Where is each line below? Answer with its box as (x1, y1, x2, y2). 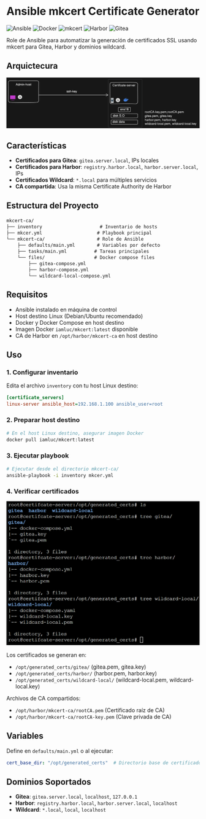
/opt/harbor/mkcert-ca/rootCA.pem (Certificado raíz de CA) (15, 706, 165, 713)
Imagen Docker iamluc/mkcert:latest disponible (15, 325, 139, 333)
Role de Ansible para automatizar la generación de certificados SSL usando (6, 36, 197, 44)
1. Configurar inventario (6, 368, 78, 376)
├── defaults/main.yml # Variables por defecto (17, 242, 161, 248)
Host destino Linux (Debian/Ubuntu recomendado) (15, 312, 143, 320)
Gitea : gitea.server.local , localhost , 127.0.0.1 (15, 793, 138, 801)
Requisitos (6, 290, 48, 300)
